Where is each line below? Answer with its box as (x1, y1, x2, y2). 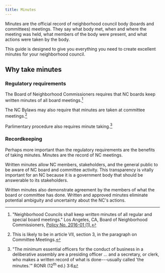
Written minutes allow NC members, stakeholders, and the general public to (5, 161, 158, 167)
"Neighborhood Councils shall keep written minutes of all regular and (12, 211, 152, 217)
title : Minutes (5, 7, 36, 12)
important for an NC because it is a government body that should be (5, 172, 143, 178)
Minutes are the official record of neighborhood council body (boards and (5, 21, 154, 27)
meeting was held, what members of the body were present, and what (5, 31, 147, 37)
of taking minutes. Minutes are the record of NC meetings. (5, 152, 123, 158)
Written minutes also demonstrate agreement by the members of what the (5, 186, 155, 192)
